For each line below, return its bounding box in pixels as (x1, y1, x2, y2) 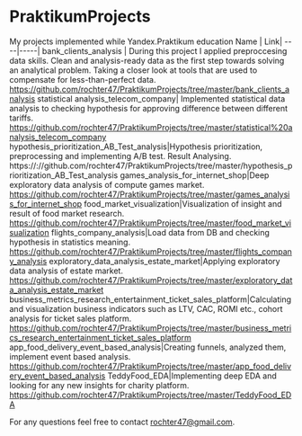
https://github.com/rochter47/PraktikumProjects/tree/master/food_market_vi (9, 218, 292, 228)
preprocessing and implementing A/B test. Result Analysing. (9, 150, 232, 161)
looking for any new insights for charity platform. (9, 379, 190, 390)
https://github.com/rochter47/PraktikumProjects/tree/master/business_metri (9, 322, 292, 334)
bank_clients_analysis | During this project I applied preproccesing (41, 45, 288, 56)
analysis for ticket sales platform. (9, 313, 132, 324)
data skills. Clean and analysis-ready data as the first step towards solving (9, 55, 285, 66)
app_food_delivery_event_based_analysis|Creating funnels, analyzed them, (9, 342, 287, 352)
